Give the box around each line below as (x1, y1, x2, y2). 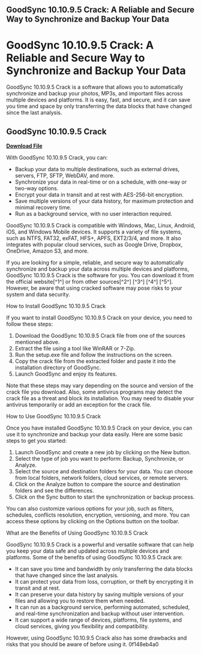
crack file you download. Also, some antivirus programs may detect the (6, 388, 182, 395)
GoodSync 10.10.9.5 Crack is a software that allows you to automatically (6, 83, 184, 91)
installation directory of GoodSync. (14, 364, 101, 371)
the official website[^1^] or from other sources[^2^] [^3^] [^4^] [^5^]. (6, 278, 173, 286)
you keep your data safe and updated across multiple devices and (6, 547, 170, 554)
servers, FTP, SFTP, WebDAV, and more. (14, 172, 115, 179)
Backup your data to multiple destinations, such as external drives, (14, 166, 180, 173)
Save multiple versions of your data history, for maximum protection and (14, 197, 194, 205)
